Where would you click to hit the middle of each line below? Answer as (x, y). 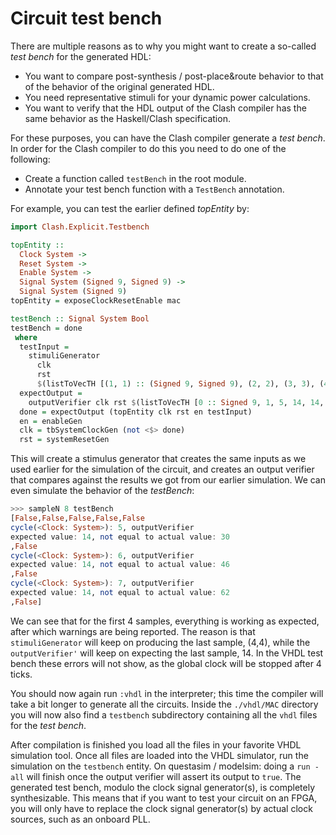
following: (30, 159)
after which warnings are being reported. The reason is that (133, 631)
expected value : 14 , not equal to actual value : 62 (120, 593)
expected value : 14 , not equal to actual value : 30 (120, 537)
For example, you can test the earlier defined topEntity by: (130, 208)
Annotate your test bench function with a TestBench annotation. (154, 189)
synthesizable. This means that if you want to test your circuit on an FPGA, (164, 798)
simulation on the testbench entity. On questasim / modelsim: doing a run (160, 766)
